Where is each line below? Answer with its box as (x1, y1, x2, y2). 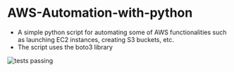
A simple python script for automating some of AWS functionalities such (17, 28, 227, 36)
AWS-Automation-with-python (7, 5, 193, 21)
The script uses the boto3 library (17, 43, 113, 51)
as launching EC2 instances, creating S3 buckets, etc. (17, 35, 175, 43)
